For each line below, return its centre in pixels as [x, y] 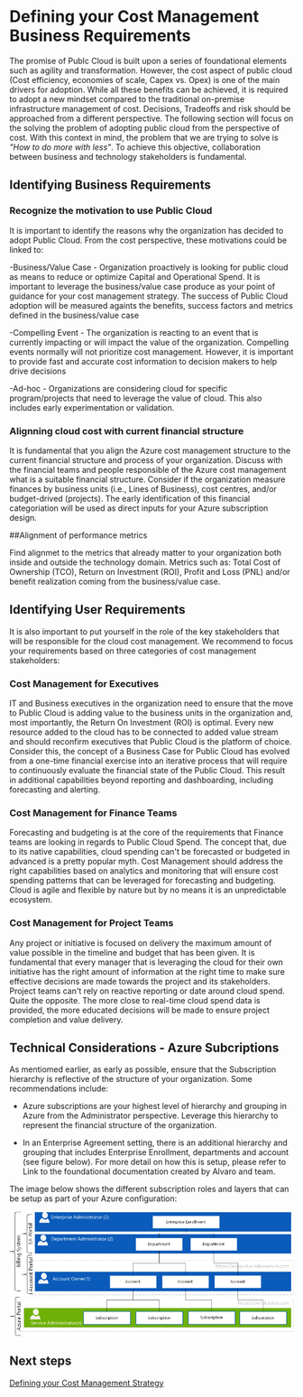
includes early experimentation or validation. [92, 407]
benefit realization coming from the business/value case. [115, 581]
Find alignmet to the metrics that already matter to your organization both [146, 552]
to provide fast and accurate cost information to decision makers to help [143, 361]
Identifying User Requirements [97, 610]
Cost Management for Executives [84, 683]
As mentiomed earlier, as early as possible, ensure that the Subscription [143, 1069]
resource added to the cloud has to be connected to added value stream [144, 732]
